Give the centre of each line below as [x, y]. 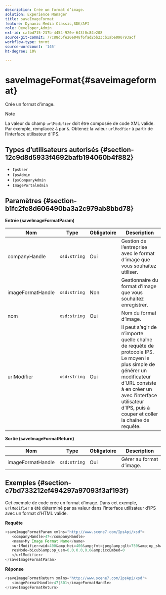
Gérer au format [140, 459]
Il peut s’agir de [139, 327]
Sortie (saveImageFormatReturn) [40, 439]
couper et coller [140, 414]
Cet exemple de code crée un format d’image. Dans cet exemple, [71, 503]
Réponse [14, 569]
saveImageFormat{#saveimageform [81, 80]
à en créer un [137, 389]
